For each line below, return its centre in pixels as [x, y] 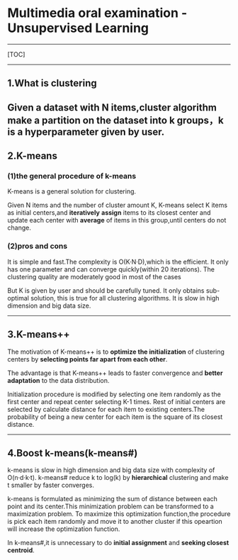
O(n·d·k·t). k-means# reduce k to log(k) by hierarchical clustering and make [118, 478]
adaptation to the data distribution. [58, 380]
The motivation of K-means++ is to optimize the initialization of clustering [116, 352]
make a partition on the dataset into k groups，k [116, 120]
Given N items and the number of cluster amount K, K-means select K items [118, 205]
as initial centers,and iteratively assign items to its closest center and [109, 213]
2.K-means [33, 156]
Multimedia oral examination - [97, 13]
